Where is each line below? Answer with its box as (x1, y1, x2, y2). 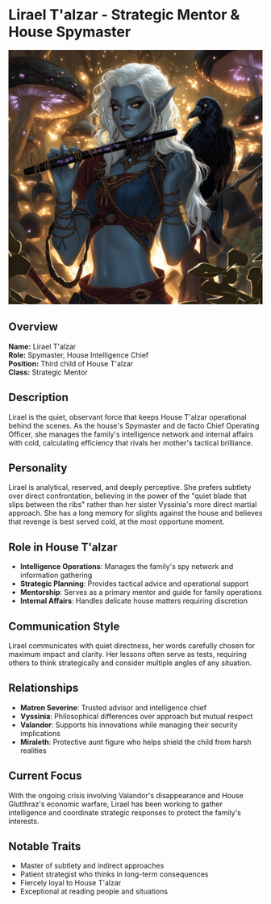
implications (19, 728, 60, 738)
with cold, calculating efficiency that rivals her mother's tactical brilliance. (8, 437, 253, 447)
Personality (8, 461, 68, 475)
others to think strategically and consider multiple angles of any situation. (8, 658, 252, 668)
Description (8, 391, 69, 404)
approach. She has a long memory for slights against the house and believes (8, 508, 263, 518)
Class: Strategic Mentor (8, 367, 88, 377)
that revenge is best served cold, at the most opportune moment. (8, 517, 225, 526)
